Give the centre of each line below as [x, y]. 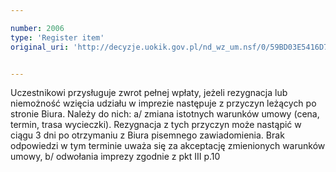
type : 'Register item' [57, 37]
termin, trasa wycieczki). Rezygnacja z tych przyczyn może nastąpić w [156, 125]
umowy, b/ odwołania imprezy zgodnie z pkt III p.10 [115, 157]
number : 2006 [37, 28]
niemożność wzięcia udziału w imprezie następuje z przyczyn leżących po [163, 103]
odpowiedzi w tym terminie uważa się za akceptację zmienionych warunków [168, 146]
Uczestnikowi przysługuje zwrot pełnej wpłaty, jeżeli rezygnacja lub [149, 93]
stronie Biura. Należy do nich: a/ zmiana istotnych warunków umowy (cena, [165, 114]
